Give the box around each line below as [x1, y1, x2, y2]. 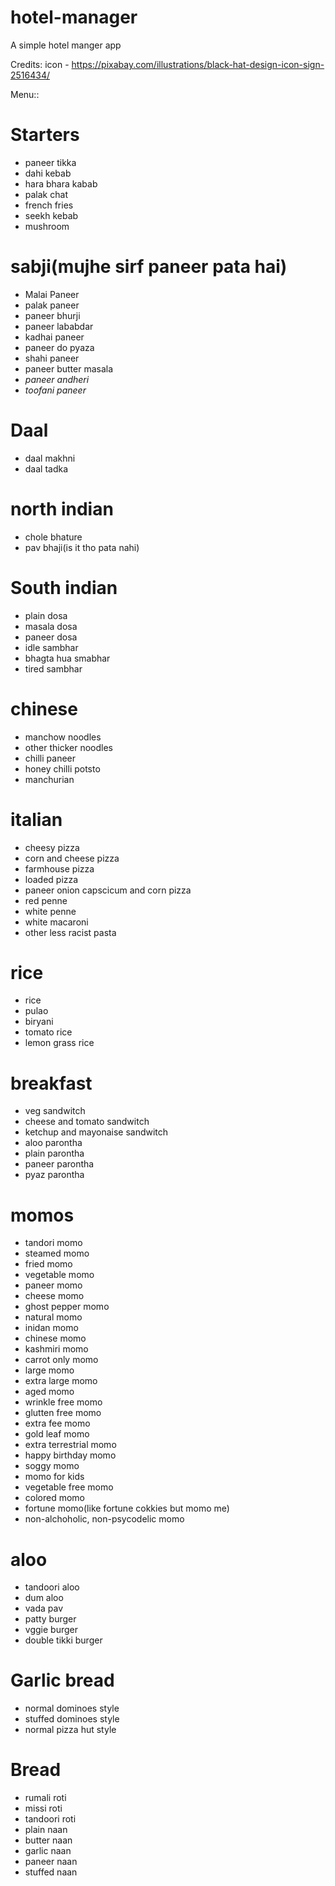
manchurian [24, 773, 75, 785]
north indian [10, 497, 114, 520]
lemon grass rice [24, 1037, 95, 1049]
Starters [10, 124, 80, 146]
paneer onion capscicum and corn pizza [24, 884, 192, 896]
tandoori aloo [24, 1581, 80, 1593]
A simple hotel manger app [10, 39, 122, 51]
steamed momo [24, 1247, 90, 1260]
